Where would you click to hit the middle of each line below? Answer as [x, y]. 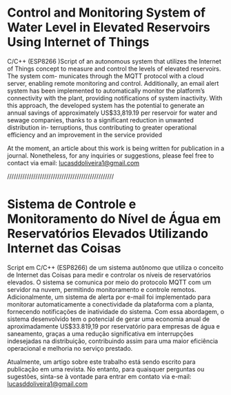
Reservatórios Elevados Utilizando [108, 234]
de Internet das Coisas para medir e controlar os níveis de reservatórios [109, 275]
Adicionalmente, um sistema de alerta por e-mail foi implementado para [109, 297]
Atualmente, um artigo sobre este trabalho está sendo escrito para [101, 362]
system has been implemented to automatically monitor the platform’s [106, 91]
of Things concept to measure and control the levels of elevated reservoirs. [114, 68]
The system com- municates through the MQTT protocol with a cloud [106, 76]
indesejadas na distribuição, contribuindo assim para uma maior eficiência [113, 341]
